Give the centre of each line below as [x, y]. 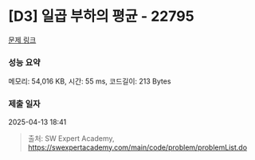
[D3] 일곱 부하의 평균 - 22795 [101, 16]
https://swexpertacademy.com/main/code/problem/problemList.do [137, 147]
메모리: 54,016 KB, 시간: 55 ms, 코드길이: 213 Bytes [90, 81]
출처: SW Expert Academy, [71, 138]
